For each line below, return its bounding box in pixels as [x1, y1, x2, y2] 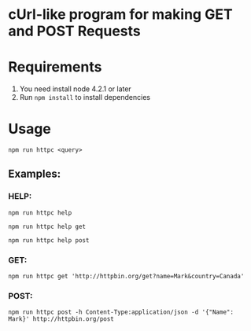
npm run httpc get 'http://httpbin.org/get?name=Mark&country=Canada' [8, 273, 245, 281]
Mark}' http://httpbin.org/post [8, 315, 114, 323]
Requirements [8, 58, 102, 76]
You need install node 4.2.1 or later [19, 84, 131, 94]
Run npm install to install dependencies [19, 93, 151, 102]
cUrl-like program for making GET [8, 6, 234, 24]
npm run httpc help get [8, 223, 87, 230]
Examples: [8, 167, 61, 181]
